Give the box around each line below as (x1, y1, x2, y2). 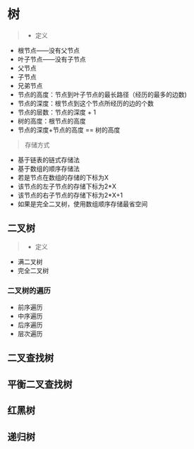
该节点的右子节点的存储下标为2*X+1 (17, 191, 123, 199)
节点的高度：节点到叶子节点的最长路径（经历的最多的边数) (17, 90, 187, 99)
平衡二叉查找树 (7, 378, 73, 390)
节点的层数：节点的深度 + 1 (17, 107, 97, 116)
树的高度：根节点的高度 (17, 116, 86, 125)
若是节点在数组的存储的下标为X (17, 173, 109, 181)
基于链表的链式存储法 (17, 155, 80, 164)
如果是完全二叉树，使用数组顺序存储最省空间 (17, 199, 148, 208)
